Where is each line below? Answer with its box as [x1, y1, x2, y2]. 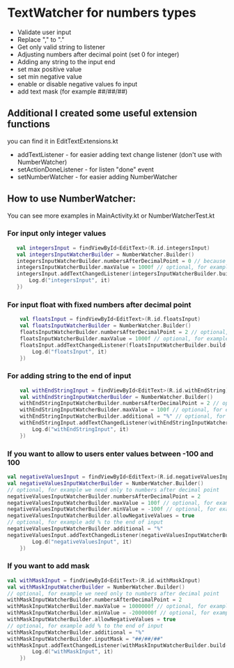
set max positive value [17, 65, 82, 73]
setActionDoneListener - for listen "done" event [17, 165, 155, 174]
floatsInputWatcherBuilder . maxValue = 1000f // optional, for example [19, 335, 229, 342]
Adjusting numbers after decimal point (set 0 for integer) [17, 50, 180, 59]
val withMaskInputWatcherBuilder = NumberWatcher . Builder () [7, 584, 186, 591]
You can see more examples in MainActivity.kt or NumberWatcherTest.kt [7, 211, 215, 220]
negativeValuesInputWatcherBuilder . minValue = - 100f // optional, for [7, 506, 217, 513]
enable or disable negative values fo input [17, 79, 138, 88]
